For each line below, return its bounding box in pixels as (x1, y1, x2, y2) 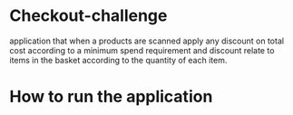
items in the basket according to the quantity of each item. (9, 54, 228, 65)
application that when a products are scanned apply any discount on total (9, 35, 284, 46)
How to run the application (9, 87, 213, 107)
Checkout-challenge (9, 5, 168, 26)
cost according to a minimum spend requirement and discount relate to (9, 44, 275, 55)
